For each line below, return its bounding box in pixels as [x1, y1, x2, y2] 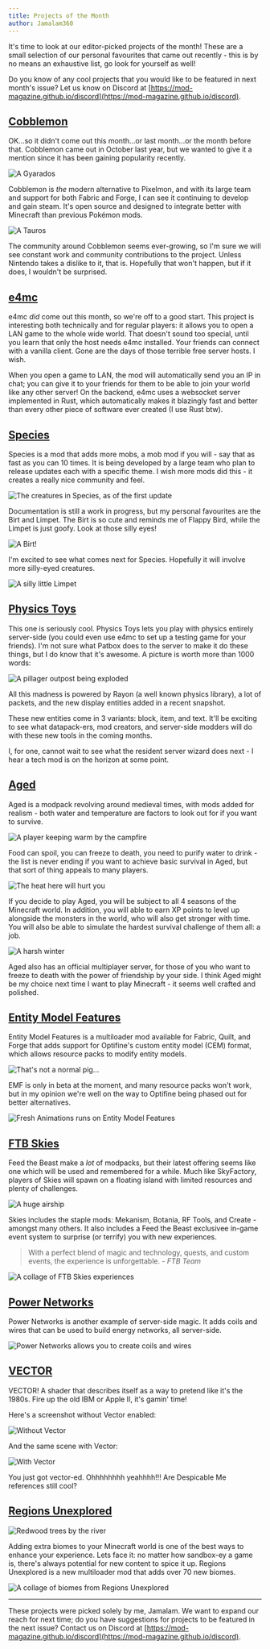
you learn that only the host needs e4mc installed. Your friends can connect [8, 338, 260, 348]
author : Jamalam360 [8, 19, 74, 27]
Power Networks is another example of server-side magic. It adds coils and [8, 1317, 258, 1326]
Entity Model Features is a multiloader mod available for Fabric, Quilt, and [8, 1032, 251, 1042]
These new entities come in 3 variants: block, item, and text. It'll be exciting [8, 713, 257, 722]
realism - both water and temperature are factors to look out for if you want [8, 808, 257, 818]
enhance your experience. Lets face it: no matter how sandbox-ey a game [8, 1550, 253, 1559]
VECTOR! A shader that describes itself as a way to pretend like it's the [8, 1385, 243, 1395]
